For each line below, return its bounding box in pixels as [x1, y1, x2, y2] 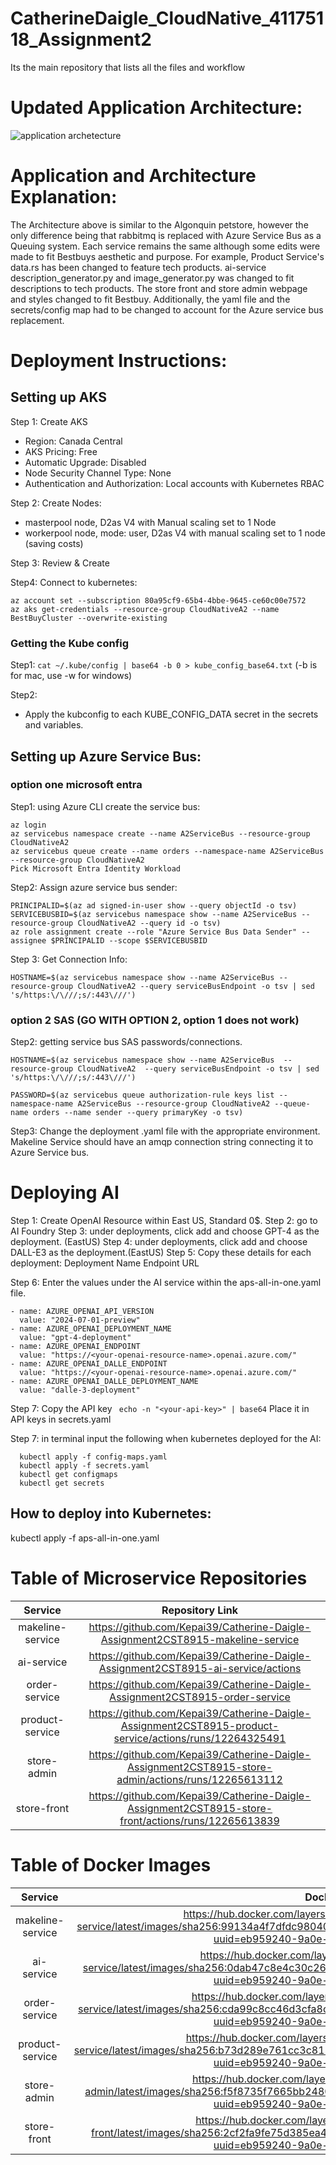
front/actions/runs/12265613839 [119, 1813, 280, 1827]
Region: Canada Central [24, 435, 123, 447]
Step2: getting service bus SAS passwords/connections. [10, 1036, 243, 1048]
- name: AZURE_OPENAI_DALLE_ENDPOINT [10, 1359, 168, 1369]
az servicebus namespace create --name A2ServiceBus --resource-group [10, 828, 311, 839]
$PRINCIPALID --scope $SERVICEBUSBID [50, 935, 208, 946]
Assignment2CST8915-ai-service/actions [98, 1661, 302, 1675]
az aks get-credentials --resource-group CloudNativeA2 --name [10, 604, 280, 614]
